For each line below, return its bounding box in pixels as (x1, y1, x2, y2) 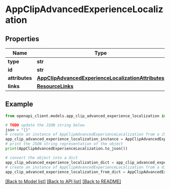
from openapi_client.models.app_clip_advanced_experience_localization (5, 113, 159, 119)
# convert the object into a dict (5, 155, 78, 160)
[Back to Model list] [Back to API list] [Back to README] (5, 178, 121, 184)
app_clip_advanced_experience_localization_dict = (5, 160, 114, 165)
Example (5, 100, 33, 108)
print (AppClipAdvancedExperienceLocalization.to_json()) (5, 146, 128, 152)
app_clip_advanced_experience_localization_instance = (5, 137, 123, 142)
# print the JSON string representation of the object (5, 141, 123, 146)
